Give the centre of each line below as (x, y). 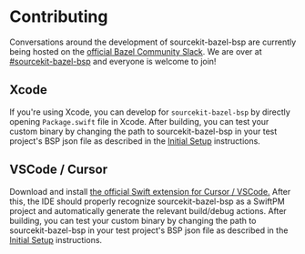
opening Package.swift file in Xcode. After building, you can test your (139, 121)
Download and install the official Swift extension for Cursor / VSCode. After (150, 191)
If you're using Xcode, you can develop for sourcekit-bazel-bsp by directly (150, 112)
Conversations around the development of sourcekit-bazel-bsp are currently (153, 42)
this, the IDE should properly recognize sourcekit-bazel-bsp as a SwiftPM (147, 201)
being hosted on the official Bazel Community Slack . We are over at (136, 51)
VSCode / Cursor (59, 170)
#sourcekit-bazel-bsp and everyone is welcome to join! (113, 61)
